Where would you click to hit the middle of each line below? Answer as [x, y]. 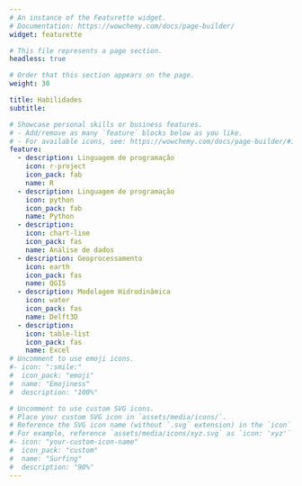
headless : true [38, 59]
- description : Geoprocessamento [80, 258]
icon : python [50, 200]
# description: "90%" [52, 467]
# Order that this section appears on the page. [102, 76]
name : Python [50, 217]
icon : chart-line [58, 234]
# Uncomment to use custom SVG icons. [82, 409]
